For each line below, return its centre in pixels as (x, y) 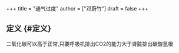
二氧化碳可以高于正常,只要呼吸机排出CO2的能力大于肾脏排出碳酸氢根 (90, 44)
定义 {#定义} (29, 29)
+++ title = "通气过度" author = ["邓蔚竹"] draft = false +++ (77, 8)
